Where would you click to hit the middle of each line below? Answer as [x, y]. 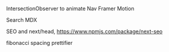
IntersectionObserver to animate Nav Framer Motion [70, 9]
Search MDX [22, 20]
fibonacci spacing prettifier [39, 43]
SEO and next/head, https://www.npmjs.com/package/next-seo [84, 31]
